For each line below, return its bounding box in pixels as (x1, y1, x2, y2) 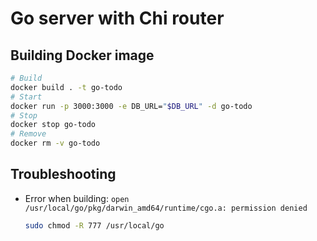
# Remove (10, 129, 47, 139)
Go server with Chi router (10, 7, 225, 30)
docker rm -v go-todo (10, 138, 101, 149)
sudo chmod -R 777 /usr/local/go (24, 220, 165, 231)
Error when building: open (24, 192, 130, 204)
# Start (10, 92, 43, 102)
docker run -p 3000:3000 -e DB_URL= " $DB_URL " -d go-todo (10, 101, 253, 111)
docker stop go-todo (10, 120, 97, 130)
